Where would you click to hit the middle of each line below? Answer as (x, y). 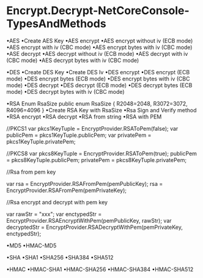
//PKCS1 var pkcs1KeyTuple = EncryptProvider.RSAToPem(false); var (92, 128)
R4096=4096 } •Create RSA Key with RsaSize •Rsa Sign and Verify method (102, 110)
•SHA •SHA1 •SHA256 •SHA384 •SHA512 (60, 257)
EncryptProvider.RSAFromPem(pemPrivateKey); (67, 190)
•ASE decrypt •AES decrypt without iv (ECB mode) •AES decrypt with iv (97, 53)
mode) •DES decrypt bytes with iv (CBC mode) (65, 91)
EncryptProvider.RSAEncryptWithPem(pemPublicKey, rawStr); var (89, 220)
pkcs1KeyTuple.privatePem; (41, 141)
